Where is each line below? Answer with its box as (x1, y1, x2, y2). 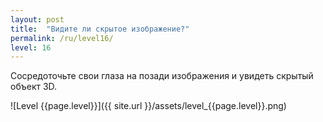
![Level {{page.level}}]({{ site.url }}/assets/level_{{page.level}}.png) (10, 100, 287, 112)
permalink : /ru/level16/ (10, 33, 114, 43)
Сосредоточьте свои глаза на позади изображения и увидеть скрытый (10, 70, 314, 82)
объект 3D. (10, 81, 58, 93)
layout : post (10, 14, 65, 25)
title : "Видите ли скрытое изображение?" (10, 24, 190, 34)
